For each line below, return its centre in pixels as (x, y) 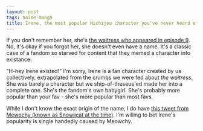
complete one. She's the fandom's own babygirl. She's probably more (93, 91)
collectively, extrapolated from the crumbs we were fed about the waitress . (100, 78)
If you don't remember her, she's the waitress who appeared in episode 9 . (98, 40)
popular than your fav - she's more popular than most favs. (80, 97)
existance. (19, 59)
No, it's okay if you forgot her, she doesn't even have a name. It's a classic (99, 46)
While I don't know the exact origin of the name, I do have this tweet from (98, 109)
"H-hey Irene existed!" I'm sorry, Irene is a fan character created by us (94, 71)
